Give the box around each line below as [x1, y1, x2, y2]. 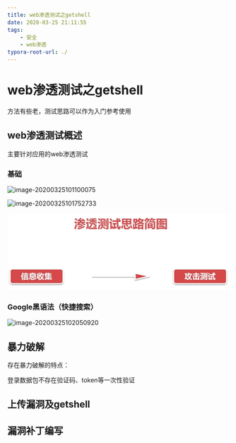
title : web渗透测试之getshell [7, 11, 91, 18]
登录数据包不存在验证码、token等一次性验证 [7, 375, 136, 384]
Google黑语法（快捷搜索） [7, 302, 98, 312]
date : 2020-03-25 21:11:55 [7, 18, 87, 26]
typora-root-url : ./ [7, 49, 69, 56]
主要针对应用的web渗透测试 [7, 149, 88, 158]
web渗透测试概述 [7, 129, 83, 141]
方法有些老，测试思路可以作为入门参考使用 [7, 107, 131, 115]
